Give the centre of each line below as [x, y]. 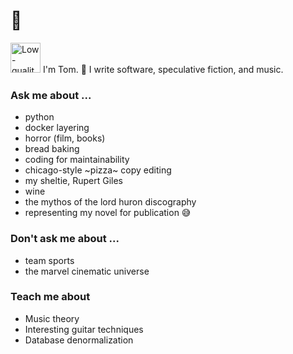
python [39, 117]
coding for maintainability [77, 160]
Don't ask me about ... [65, 239]
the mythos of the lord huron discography [110, 202]
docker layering [57, 128]
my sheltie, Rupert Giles [73, 181]
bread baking [52, 149]
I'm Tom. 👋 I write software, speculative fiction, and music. [163, 69]
